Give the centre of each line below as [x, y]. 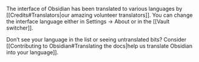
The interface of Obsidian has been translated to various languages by [94, 9]
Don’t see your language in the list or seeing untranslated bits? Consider [96, 39]
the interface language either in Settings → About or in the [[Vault [88, 21]
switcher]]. [20, 28]
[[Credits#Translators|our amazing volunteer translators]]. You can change [99, 15]
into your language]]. [32, 52]
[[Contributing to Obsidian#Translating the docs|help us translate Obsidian [99, 46]
